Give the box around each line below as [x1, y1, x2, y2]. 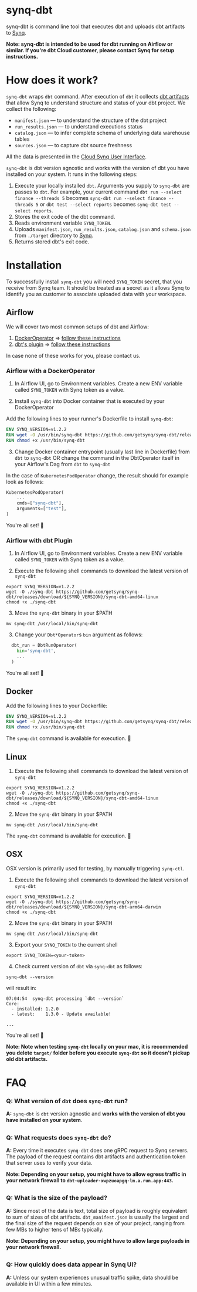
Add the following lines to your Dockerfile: [6, 702, 107, 709]
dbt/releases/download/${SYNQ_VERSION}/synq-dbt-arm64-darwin [6, 904, 161, 910]
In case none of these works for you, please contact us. [6, 352, 141, 359]
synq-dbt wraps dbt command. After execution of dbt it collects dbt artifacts [6, 93, 189, 100]
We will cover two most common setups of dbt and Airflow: [6, 323, 150, 330]
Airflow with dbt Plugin [6, 536, 73, 544]
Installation [6, 259, 62, 272]
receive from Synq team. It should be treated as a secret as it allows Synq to [6, 284, 191, 291]
